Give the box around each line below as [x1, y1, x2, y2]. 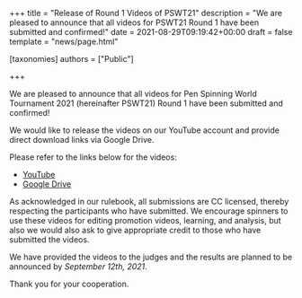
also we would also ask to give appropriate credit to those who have [9, 224, 262, 235]
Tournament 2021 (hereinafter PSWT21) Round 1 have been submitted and [9, 98, 283, 109]
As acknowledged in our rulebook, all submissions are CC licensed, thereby [9, 197, 289, 206]
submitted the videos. [9, 234, 90, 245]
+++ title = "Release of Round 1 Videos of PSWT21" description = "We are [9, 8, 283, 18]
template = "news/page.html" [9, 36, 119, 47]
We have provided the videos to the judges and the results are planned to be [9, 251, 293, 262]
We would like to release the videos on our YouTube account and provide [9, 125, 280, 136]
